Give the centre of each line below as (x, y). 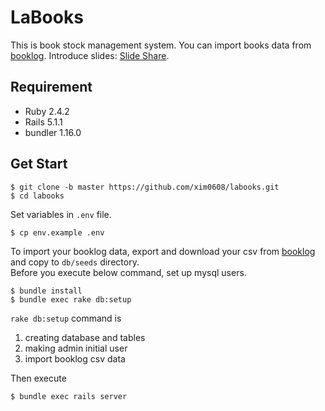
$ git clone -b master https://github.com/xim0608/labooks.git (145, 187)
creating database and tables (85, 337)
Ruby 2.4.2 (47, 111)
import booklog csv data (75, 358)
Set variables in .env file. (61, 214)
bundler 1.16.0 (53, 132)
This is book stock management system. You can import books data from (161, 45)
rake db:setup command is (66, 318)
